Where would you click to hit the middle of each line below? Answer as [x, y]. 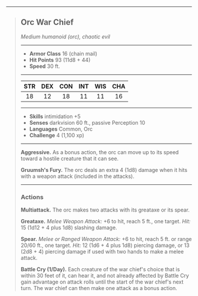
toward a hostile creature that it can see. [70, 158]
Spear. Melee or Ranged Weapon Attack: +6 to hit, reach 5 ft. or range [106, 239]
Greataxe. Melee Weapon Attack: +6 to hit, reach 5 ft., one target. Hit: [105, 222]
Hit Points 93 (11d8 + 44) [60, 60]
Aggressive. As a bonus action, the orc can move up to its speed [100, 152]
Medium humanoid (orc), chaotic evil [65, 37]
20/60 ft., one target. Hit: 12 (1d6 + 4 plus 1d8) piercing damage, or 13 [105, 245]
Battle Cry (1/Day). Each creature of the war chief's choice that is [100, 269]
